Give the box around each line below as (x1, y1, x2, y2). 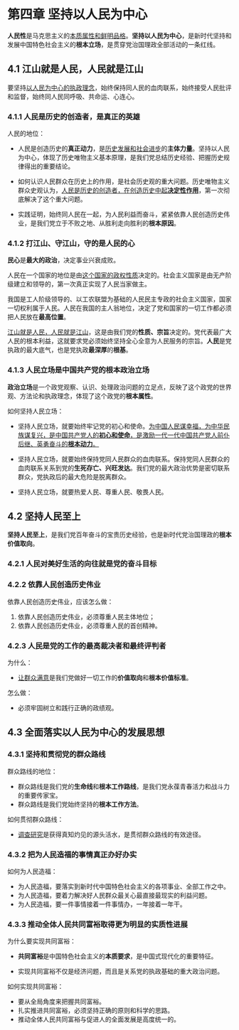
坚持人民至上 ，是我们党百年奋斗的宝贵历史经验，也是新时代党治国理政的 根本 (7, 530, 232, 539)
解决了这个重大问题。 (23, 195, 87, 203)
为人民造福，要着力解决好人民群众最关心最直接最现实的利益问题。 (17, 891, 211, 899)
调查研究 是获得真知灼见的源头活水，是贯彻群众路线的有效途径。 (17, 830, 205, 839)
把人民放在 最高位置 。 (7, 313, 70, 321)
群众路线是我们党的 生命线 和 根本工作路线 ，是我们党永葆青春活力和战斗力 (17, 782, 230, 790)
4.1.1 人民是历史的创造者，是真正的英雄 (7, 112, 141, 122)
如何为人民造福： (7, 867, 58, 875)
